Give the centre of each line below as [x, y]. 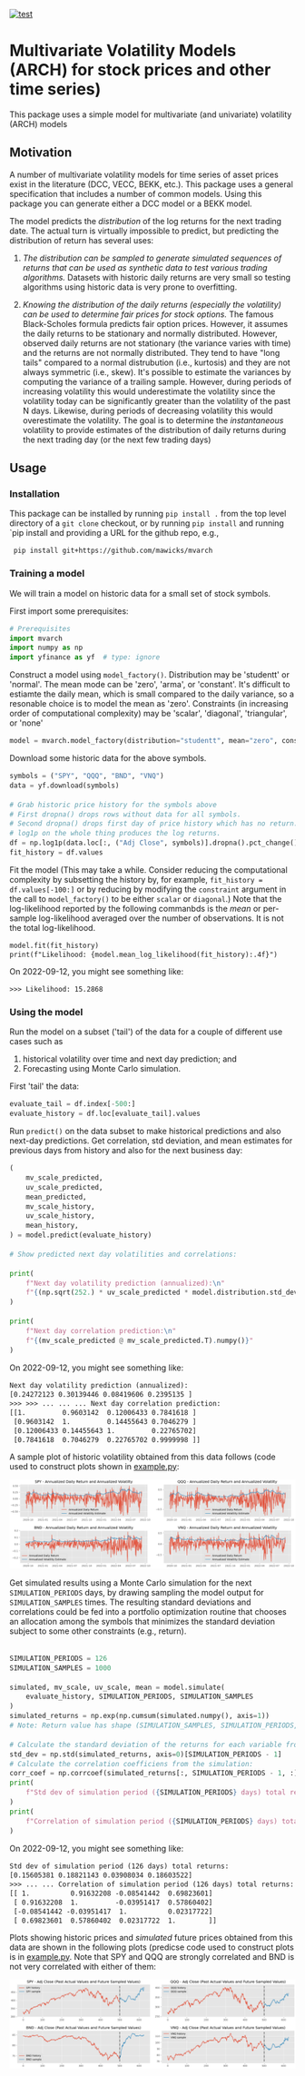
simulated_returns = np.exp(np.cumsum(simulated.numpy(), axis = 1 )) [140, 1716]
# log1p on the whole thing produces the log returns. [115, 834]
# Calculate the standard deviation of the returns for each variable [146, 1745]
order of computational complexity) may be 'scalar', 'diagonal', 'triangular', [148, 714]
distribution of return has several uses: [82, 240]
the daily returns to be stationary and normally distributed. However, [150, 333]
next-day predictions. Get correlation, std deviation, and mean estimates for [151, 1141]
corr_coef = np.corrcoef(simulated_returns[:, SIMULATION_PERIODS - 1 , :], [156, 1774]
